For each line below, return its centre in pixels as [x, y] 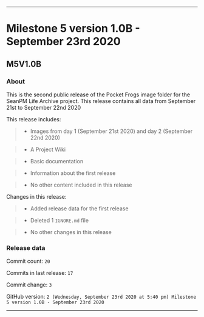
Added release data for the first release [79, 208]
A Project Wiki [48, 149]
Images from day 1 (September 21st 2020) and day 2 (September [111, 131]
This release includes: [34, 119]
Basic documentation [57, 161]
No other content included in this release [81, 185]
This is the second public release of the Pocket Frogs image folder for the [98, 94]
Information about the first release [73, 173]
